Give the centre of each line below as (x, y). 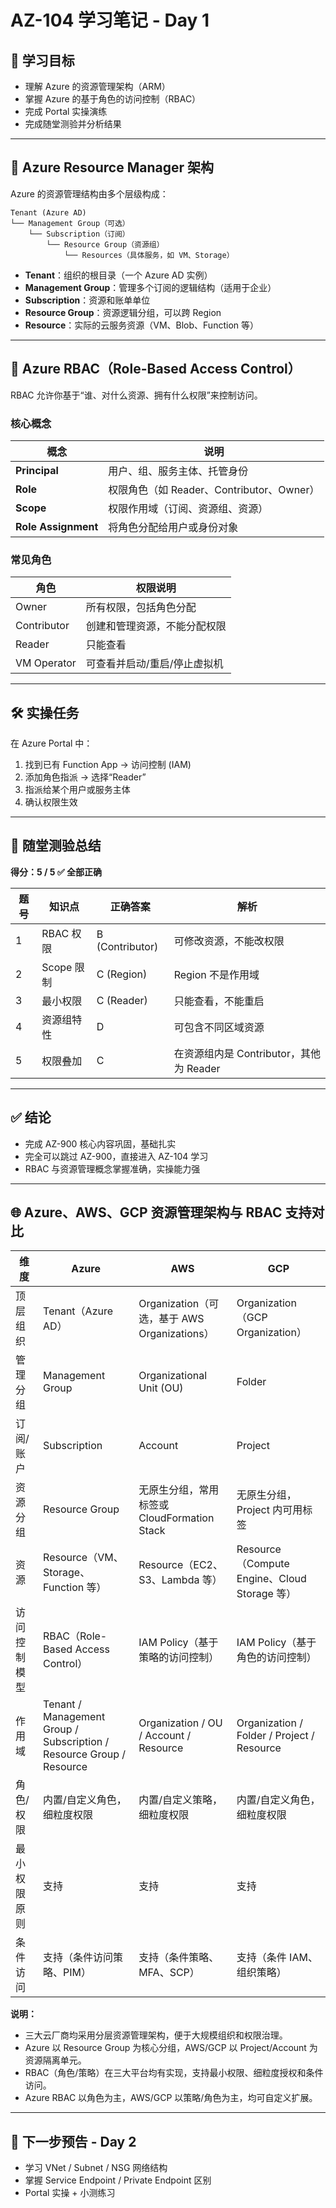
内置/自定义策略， (180, 1800)
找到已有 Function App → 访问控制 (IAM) (108, 765)
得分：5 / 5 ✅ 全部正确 (56, 872)
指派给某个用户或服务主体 (77, 790)
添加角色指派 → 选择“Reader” (85, 777)
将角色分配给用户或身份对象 (173, 527)
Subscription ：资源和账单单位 (87, 300)
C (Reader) (122, 1000)
